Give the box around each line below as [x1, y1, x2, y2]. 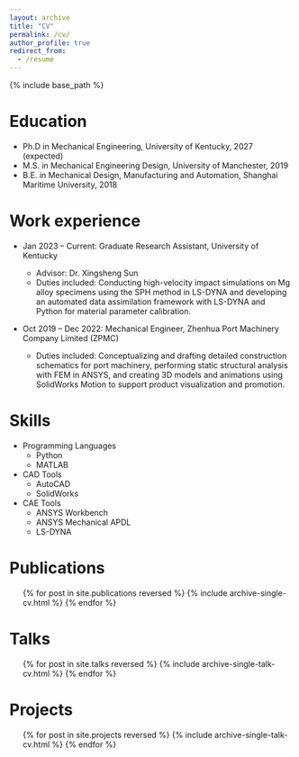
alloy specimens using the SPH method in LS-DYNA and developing [35, 286, 287, 297]
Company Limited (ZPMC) [22, 332, 120, 343]
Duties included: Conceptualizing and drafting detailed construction [35, 350, 287, 361]
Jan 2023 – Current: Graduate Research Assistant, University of [22, 240, 259, 251]
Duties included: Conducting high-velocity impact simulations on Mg [35, 276, 291, 288]
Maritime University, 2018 [22, 179, 118, 190]
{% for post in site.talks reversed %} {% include [22, 658, 201, 669]
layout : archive [9, 13, 70, 23]
